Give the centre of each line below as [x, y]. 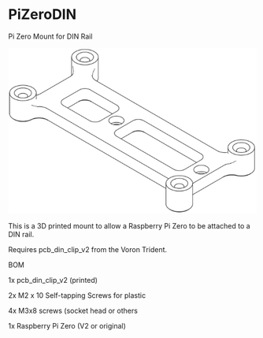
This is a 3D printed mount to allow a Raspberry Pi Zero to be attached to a [129, 225]
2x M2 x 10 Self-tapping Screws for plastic [77, 295]
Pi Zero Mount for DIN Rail [50, 36]
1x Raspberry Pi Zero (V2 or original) [67, 325]
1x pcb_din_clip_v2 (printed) [53, 280]
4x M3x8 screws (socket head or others [73, 310]
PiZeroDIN [43, 15]
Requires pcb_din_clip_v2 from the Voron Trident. [88, 249]
